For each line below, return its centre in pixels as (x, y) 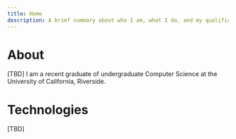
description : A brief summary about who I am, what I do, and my (105, 20)
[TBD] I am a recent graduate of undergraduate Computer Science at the (112, 74)
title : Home (25, 14)
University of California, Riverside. (57, 82)
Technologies (48, 110)
